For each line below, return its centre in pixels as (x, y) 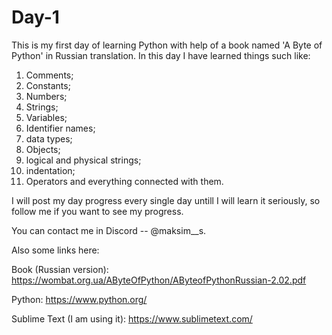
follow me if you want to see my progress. (97, 211)
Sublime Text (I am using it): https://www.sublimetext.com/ (132, 318)
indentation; (50, 170)
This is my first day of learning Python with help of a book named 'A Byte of (167, 45)
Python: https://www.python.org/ (79, 299)
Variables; (46, 117)
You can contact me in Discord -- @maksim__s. (109, 230)
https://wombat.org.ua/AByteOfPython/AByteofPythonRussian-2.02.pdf (159, 280)
